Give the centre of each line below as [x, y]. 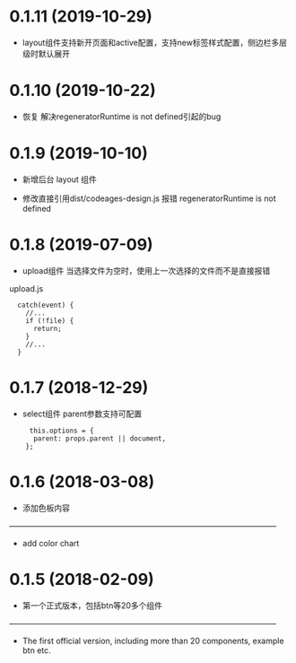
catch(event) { [46, 305]
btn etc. [36, 650]
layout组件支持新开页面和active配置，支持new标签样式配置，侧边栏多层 [154, 42]
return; [48, 328]
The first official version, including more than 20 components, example [153, 641]
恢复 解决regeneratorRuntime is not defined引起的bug [122, 116]
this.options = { [61, 431]
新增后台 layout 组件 [59, 179]
